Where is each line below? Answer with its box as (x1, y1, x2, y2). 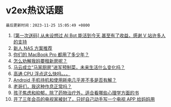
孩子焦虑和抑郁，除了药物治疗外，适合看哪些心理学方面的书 (13, 90, 139, 96)
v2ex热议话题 (6, 5, 63, 16)
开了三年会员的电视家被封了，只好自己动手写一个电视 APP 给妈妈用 (13, 96, 155, 102)
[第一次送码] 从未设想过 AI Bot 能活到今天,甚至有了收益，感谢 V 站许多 (13, 32, 161, 38)
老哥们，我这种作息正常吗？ (13, 83, 72, 89)
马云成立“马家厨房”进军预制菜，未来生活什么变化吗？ (13, 64, 125, 70)
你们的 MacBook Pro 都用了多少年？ (13, 51, 90, 58)
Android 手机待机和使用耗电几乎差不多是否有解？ (13, 77, 117, 83)
